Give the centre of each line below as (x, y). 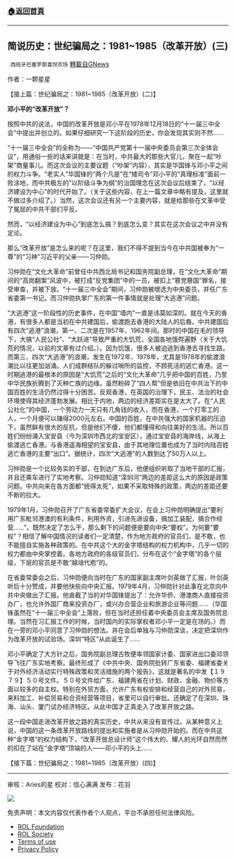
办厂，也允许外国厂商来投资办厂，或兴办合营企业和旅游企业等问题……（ (111, 604)
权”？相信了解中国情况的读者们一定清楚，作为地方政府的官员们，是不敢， (113, 537)
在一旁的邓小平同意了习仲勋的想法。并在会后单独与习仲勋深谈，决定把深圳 (115, 630)
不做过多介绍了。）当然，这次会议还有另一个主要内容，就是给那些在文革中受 (117, 200)
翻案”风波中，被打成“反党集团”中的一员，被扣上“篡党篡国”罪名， (127, 281)
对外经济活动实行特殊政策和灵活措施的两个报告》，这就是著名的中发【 (113, 672)
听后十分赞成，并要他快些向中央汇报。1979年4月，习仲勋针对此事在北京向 (114, 586)
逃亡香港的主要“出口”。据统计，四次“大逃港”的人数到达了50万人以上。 (109, 454)
